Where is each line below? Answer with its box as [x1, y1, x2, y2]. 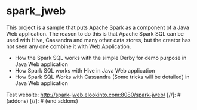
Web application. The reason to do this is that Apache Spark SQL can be [6, 30, 184, 37]
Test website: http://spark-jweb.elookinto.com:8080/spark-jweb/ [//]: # [6, 91, 181, 98]
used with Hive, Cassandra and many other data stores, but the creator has [6, 36, 191, 43]
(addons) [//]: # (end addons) [6, 97, 79, 105]
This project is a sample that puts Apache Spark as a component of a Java [6, 24, 189, 31]
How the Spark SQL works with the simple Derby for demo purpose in [14, 54, 187, 61]
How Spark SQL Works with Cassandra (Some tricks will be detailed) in [14, 73, 190, 80]
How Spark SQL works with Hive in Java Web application [14, 67, 155, 74]
